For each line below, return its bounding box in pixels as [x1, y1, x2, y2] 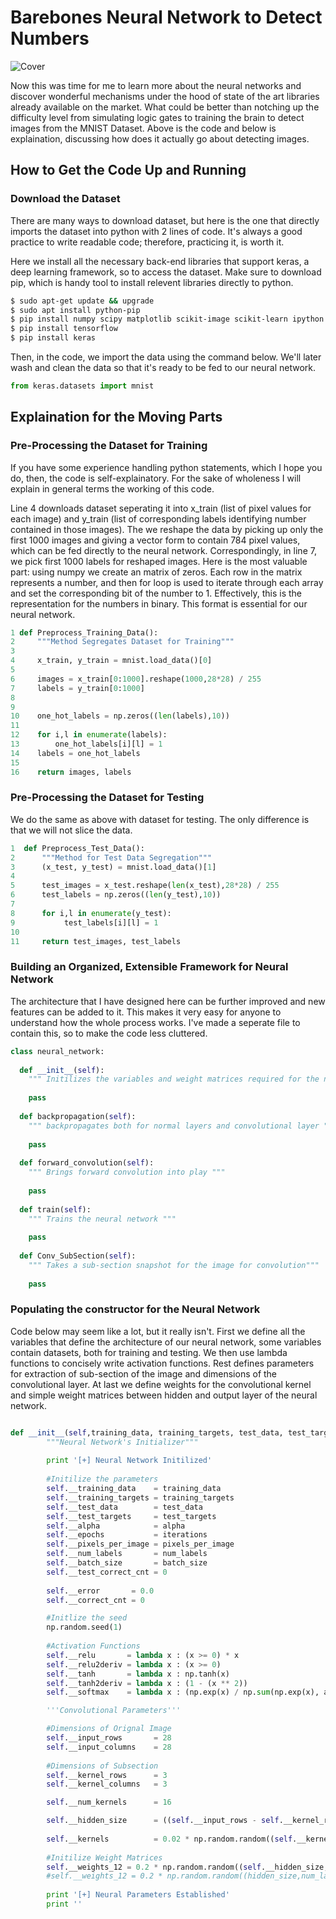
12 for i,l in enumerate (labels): [10, 730, 168, 740]
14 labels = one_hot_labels [10, 748, 141, 758]
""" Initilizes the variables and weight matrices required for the [28, 1074, 320, 1085]
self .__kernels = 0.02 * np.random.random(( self [46, 1834, 293, 1844]
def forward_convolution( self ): [19, 1158, 155, 1168]
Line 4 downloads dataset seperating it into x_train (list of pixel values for [10, 502, 312, 514]
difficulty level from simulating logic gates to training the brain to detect [10, 111, 305, 123]
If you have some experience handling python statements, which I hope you [10, 461, 323, 473]
